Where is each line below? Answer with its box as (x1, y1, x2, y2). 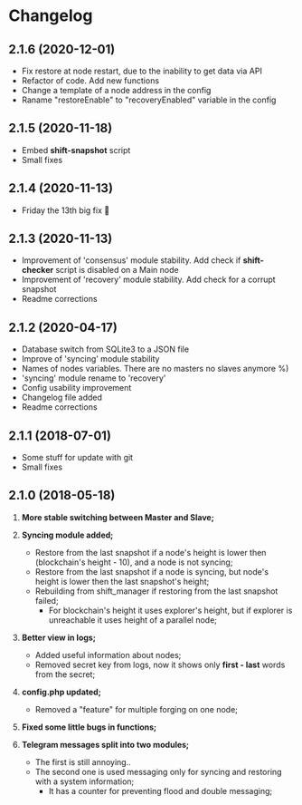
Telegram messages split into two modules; (21, 739, 190, 750)
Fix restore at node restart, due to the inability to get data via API (21, 65, 263, 76)
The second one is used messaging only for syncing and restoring (34, 766, 282, 777)
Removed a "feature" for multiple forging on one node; (34, 703, 239, 714)
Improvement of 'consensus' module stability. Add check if (21, 255, 241, 266)
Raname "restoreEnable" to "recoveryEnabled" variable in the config (21, 94, 277, 105)
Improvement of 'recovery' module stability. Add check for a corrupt (21, 274, 277, 286)
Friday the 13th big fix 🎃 (21, 205, 110, 216)
